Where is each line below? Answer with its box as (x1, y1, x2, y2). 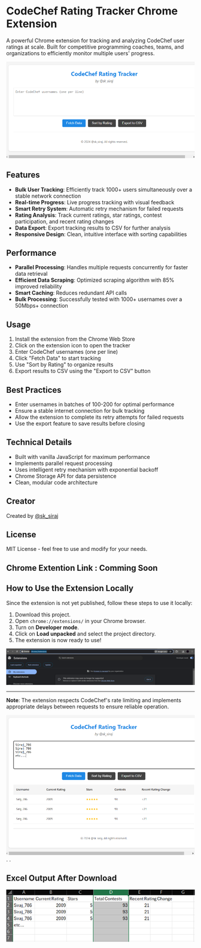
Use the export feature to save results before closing (14, 420, 145, 427)
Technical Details (6, 437, 72, 448)
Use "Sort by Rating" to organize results (14, 361, 114, 368)
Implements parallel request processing (14, 460, 112, 467)
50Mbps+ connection (14, 302, 69, 309)
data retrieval (14, 270, 48, 278)
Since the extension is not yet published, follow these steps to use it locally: (6, 599, 193, 606)
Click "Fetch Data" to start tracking (14, 354, 101, 362)
